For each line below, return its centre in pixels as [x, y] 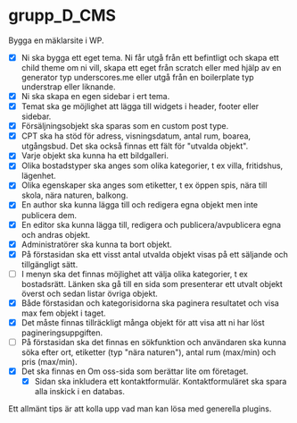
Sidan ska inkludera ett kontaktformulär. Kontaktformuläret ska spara [161, 381]
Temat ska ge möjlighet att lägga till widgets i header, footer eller [140, 106]
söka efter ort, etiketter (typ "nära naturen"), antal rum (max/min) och [148, 352]
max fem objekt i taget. [63, 313]
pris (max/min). [49, 361]
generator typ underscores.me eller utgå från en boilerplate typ [138, 77]
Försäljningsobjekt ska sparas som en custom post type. [125, 126]
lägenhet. [39, 176]
